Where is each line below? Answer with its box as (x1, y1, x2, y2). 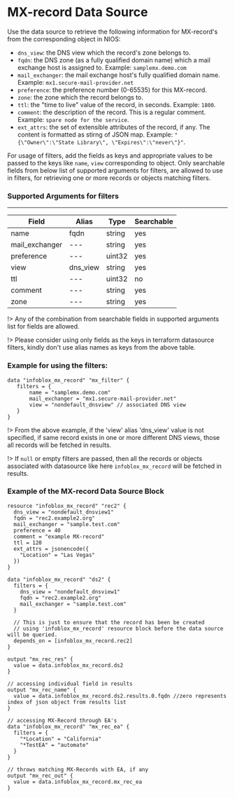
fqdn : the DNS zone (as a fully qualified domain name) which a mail (17, 55, 211, 64)
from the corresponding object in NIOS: (7, 34, 121, 43)
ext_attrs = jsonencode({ (13, 545, 90, 552)
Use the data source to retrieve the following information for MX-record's (7, 27, 218, 36)
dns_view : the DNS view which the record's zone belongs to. (17, 48, 191, 57)
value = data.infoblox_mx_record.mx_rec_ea (13, 778, 142, 785)
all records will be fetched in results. (7, 441, 112, 449)
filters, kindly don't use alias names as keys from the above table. (7, 343, 196, 352)
